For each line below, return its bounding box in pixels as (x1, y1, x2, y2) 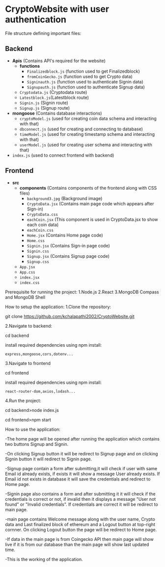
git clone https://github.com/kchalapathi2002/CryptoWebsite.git (5, 313, 135, 319)
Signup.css (27, 259, 49, 264)
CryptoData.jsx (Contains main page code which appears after (27, 201, 154, 206)
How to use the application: (5, 426, 60, 432)
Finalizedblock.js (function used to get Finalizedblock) (27, 68, 140, 74)
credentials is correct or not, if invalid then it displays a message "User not (5, 496, 156, 502)
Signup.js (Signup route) (19, 105, 70, 111)
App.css (19, 270, 35, 275)
